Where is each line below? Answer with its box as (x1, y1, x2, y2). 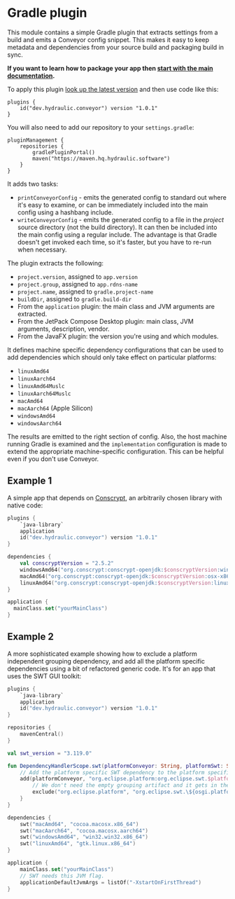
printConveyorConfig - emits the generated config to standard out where (17, 193, 227, 201)
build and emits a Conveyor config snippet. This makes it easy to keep (7, 35, 210, 43)
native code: (7, 501, 43, 509)
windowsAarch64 (17, 420, 62, 427)
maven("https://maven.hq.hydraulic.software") (32, 155, 171, 162)
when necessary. (17, 245, 67, 254)
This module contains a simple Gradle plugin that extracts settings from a (7, 28, 218, 36)
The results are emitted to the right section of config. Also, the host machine (7, 432, 227, 441)
